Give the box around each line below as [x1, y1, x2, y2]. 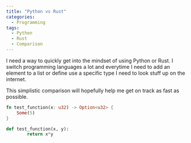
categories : [6, 14, 35, 20]
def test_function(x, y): [6, 126, 69, 132]
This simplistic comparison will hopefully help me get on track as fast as [6, 87, 179, 94]
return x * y [27, 131, 54, 137]
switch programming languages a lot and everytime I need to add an [6, 63, 171, 70]
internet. [6, 75, 26, 82]
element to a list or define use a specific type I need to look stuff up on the [6, 69, 186, 76]
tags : [6, 25, 19, 31]
